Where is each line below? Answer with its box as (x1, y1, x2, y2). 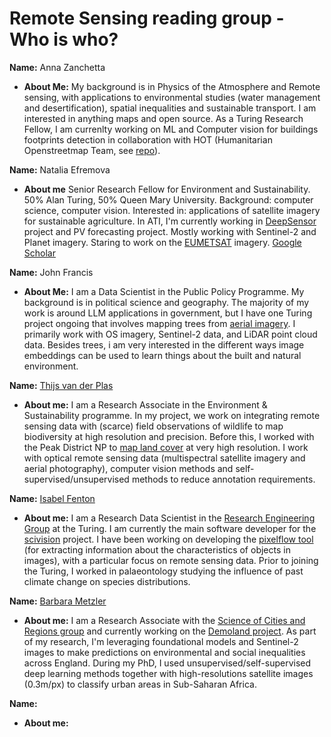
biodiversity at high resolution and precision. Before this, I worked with (23, 430, 315, 442)
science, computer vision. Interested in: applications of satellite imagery (23, 204, 321, 216)
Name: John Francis (9, 266, 94, 278)
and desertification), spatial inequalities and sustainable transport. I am (23, 102, 317, 114)
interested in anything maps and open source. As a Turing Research (23, 112, 304, 124)
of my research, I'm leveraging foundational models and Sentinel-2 (23, 635, 299, 647)
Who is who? (9, 28, 119, 51)
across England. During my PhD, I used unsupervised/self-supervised (23, 657, 312, 669)
